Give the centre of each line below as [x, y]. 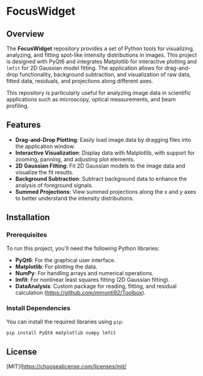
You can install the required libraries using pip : [65, 322]
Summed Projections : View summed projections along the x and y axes [106, 191]
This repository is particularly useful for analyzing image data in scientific [99, 93]
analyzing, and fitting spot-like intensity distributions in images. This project [102, 55]
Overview [25, 34]
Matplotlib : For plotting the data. [56, 267]
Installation [28, 217]
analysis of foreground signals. [54, 185]
